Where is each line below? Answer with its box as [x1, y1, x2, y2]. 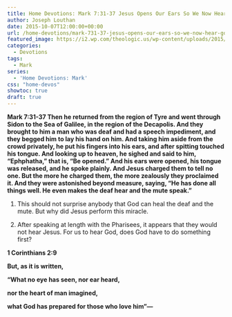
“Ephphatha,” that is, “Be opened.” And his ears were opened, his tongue [7, 157, 222, 165]
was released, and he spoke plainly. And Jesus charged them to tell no [7, 164, 213, 172]
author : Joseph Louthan [7, 17, 76, 24]
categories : [7, 42, 41, 49]
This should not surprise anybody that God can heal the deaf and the [17, 200, 214, 208]
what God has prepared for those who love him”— [7, 302, 153, 310]
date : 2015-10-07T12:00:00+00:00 [7, 23, 104, 30]
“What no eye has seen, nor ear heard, [7, 275, 120, 284]
